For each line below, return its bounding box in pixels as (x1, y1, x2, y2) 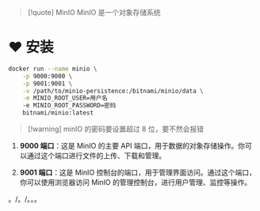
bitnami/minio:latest (22, 109, 94, 117)
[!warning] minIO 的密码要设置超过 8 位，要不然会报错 (27, 124, 205, 134)
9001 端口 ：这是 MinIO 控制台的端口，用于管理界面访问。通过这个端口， (19, 168, 256, 177)
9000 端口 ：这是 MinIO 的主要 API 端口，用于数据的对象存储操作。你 (19, 141, 246, 151)
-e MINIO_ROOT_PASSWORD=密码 (22, 102, 117, 110)
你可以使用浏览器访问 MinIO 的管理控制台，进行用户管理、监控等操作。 (19, 178, 252, 187)
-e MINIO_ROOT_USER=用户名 (22, 94, 109, 102)
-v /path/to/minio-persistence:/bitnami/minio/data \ (22, 87, 204, 95)
